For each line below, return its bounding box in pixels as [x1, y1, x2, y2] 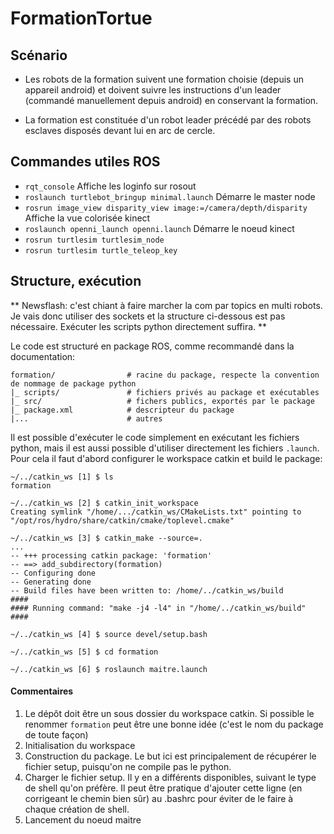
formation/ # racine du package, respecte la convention [10, 370, 320, 380]
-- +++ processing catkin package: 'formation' [10, 550, 213, 561]
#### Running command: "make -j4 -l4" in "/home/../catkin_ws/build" [10, 603, 307, 613]
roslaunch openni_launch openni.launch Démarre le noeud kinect [24, 222, 295, 234]
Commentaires [10, 685, 74, 697]
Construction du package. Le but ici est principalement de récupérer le [24, 750, 317, 762]
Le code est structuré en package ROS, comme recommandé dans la [10, 340, 295, 352]
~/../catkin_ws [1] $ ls [10, 472, 114, 482]
